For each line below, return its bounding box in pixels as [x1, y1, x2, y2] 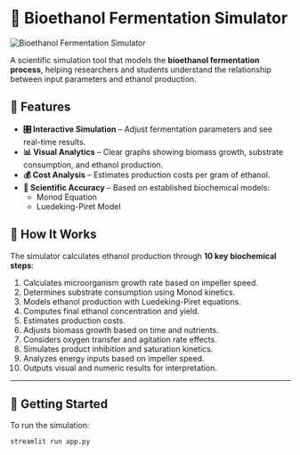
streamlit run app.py [10, 437, 91, 446]
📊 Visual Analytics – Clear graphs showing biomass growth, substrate [22, 146, 284, 157]
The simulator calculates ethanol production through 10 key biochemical [10, 250, 277, 261]
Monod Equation [36, 191, 97, 202]
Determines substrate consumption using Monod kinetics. [22, 287, 236, 297]
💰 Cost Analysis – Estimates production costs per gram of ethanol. [22, 169, 271, 180]
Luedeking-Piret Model [36, 200, 121, 212]
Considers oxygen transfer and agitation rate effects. [22, 334, 217, 345]
